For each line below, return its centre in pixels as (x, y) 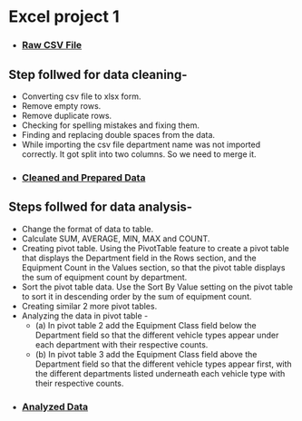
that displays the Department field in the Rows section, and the (139, 258)
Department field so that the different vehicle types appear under (157, 335)
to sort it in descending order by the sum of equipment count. (136, 296)
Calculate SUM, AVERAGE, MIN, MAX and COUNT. (116, 239)
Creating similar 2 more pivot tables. (89, 306)
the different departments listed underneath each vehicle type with (160, 373)
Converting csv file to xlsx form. (81, 96)
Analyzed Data (54, 406)
